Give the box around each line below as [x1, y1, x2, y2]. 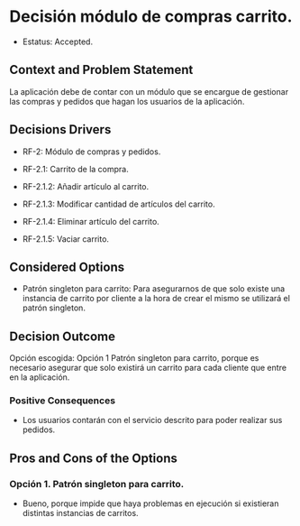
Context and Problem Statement [9, 62, 194, 78]
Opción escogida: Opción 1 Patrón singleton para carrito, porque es [9, 353, 259, 364]
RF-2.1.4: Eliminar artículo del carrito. [22, 216, 159, 226]
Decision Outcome [9, 328, 115, 344]
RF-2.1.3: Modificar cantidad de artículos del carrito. [22, 198, 215, 209]
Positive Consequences [9, 394, 115, 407]
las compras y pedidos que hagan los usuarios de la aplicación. [9, 96, 245, 106]
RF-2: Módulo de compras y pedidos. [22, 146, 161, 157]
